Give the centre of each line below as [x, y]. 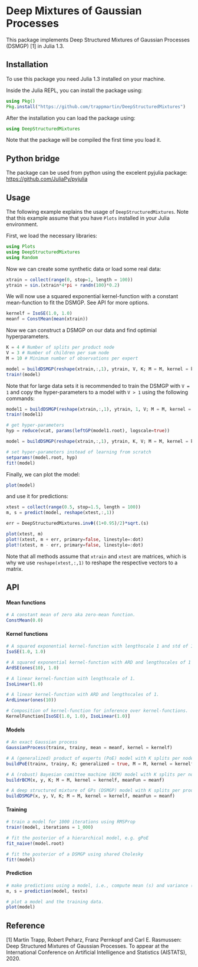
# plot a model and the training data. [55, 901]
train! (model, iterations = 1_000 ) [50, 828]
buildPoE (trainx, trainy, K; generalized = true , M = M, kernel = [89, 764]
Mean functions [26, 602]
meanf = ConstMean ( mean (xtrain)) [47, 319]
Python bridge [33, 159]
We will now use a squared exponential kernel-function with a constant [92, 296]
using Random [22, 257]
